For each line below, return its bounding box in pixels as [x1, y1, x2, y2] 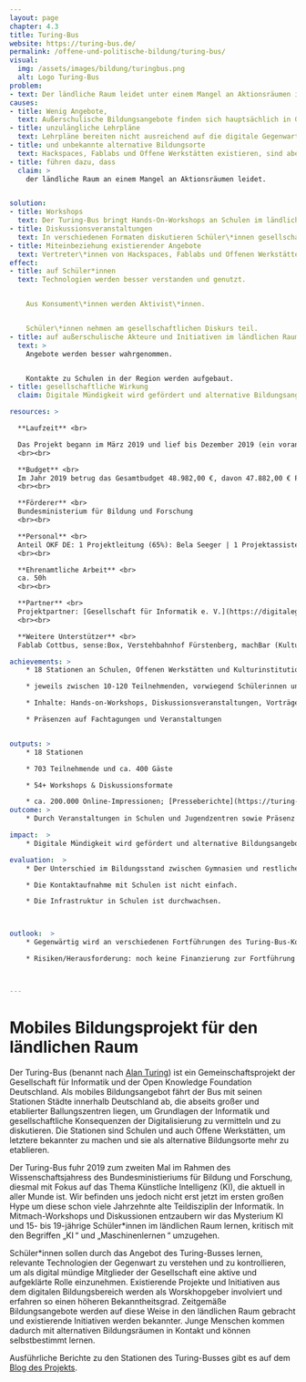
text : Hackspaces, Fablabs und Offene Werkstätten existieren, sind [17, 149, 283, 158]
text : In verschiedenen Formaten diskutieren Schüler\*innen [17, 232, 255, 242]
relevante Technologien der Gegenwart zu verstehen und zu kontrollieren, [9, 1257, 287, 1268]
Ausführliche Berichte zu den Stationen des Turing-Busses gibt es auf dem [9, 1352, 291, 1363]
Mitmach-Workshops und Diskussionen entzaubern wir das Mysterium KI [9, 1210, 284, 1222]
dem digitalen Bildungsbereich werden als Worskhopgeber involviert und [9, 1286, 282, 1297]
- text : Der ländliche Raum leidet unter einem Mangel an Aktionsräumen [9, 89, 291, 98]
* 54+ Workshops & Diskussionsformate [25, 780, 173, 789]
